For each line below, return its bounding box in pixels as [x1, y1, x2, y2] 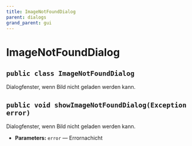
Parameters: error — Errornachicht [14, 135, 103, 142]
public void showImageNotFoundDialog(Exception [6, 101, 187, 109]
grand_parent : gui [6, 20, 52, 26]
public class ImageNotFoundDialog [6, 69, 135, 77]
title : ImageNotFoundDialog [6, 8, 76, 15]
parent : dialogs [6, 14, 47, 20]
